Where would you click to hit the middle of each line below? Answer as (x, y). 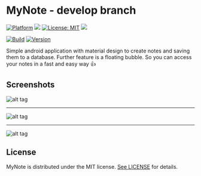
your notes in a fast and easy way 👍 (51, 64)
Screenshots (31, 85)
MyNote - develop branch (71, 10)
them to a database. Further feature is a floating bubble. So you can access (99, 57)
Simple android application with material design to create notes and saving (98, 51)
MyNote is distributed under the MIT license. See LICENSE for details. (92, 166)
